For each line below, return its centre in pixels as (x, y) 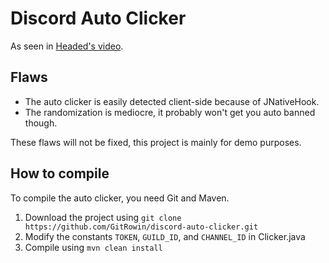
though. (41, 123)
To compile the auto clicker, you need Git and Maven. (120, 198)
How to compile (60, 173)
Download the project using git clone (103, 217)
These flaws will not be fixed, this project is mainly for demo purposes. (156, 142)
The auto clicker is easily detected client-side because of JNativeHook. (172, 101)
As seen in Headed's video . (67, 46)
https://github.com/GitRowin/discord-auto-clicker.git (141, 227)
